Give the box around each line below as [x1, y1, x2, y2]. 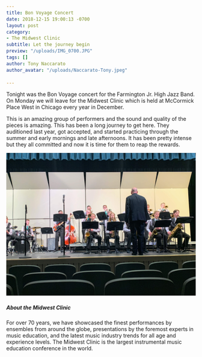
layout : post [6, 22, 39, 28]
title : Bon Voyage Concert [6, 10, 74, 16]
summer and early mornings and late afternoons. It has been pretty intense [6, 135, 192, 142]
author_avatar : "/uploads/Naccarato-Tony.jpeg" [6, 67, 128, 73]
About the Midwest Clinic [6, 304, 71, 311]
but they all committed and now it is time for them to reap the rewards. [6, 141, 180, 148]
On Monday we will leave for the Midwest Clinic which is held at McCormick [6, 97, 194, 105]
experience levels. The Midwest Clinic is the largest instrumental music [6, 338, 182, 346]
